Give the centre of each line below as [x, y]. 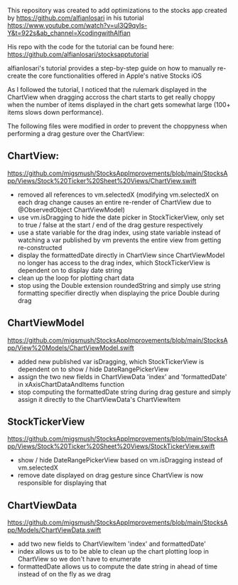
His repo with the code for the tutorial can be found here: [91, 47]
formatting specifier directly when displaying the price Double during [119, 293]
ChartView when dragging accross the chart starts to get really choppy [111, 97]
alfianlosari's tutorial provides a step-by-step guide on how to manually [112, 68]
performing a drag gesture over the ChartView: [76, 134]
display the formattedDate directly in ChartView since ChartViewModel [121, 255]
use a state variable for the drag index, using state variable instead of [119, 232]
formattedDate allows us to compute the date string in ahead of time [118, 566]
